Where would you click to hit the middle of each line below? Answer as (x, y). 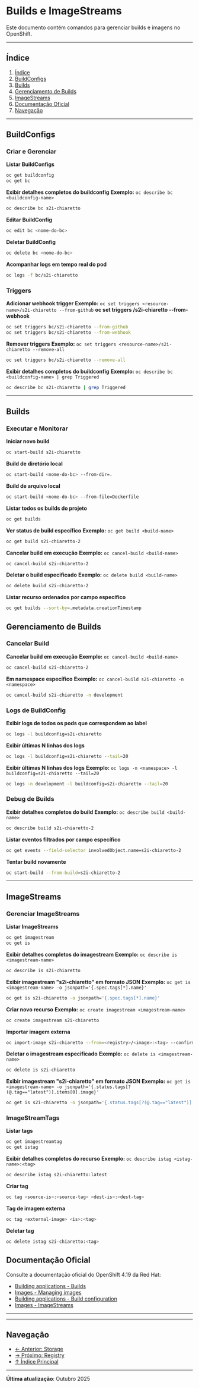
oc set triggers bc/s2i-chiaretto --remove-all (66, 360)
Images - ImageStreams (44, 1305)
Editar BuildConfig (29, 220)
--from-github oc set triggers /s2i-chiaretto (113, 309)
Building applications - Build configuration (66, 1299)
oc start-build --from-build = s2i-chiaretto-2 (63, 873)
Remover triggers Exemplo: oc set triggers (61, 344)
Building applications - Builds (50, 1286)
